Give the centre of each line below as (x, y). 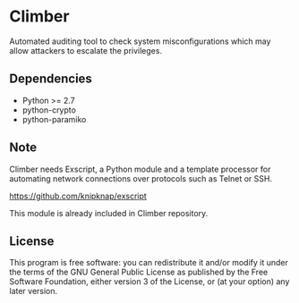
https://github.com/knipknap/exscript (78, 196)
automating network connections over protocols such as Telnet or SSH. (141, 178)
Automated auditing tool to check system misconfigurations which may (140, 41)
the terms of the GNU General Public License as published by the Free (139, 272)
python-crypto (49, 110)
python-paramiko (54, 119)
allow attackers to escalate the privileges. (86, 50)
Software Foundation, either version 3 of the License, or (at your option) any (149, 282)
